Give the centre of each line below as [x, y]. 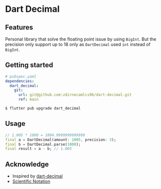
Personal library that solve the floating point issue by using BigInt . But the [81, 39]
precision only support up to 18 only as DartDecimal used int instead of [78, 44]
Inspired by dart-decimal [37, 176]
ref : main [28, 100]
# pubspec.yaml [21, 76]
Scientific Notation [31, 182]
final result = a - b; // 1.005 [38, 149]
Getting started [29, 65]
